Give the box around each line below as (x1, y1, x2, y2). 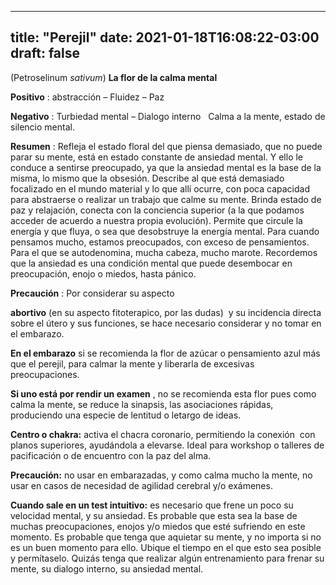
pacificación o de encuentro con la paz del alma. (10, 449, 212, 461)
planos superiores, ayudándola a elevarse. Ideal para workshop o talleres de (10, 439, 325, 451)
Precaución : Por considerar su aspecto (10, 287, 175, 299)
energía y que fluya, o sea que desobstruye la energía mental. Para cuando (10, 225, 320, 237)
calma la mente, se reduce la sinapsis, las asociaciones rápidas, (10, 398, 274, 410)
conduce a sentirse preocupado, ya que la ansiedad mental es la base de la (10, 161, 322, 173)
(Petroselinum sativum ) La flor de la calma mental (10, 71, 218, 83)
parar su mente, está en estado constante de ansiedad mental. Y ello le (10, 151, 304, 163)
